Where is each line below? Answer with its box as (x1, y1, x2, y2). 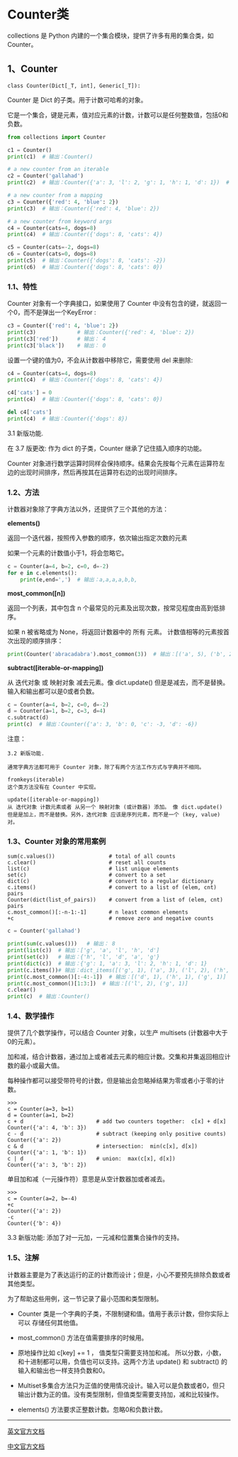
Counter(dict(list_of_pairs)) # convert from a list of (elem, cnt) (7, 897, 223, 904)
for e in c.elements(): (7, 569, 78, 577)
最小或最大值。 (19, 1061, 64, 1070)
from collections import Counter (7, 133, 106, 140)
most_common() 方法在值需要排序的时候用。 (17, 1333, 148, 1341)
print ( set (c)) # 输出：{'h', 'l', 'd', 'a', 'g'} (7, 953, 160, 961)
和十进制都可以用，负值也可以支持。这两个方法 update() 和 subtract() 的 (17, 1357, 228, 1365)
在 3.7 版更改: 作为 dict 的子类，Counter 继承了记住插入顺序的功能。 (7, 444, 206, 453)
